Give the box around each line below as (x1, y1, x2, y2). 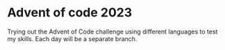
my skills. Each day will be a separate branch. (7, 34, 137, 42)
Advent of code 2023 (7, 5, 133, 21)
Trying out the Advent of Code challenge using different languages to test (7, 27, 218, 36)
